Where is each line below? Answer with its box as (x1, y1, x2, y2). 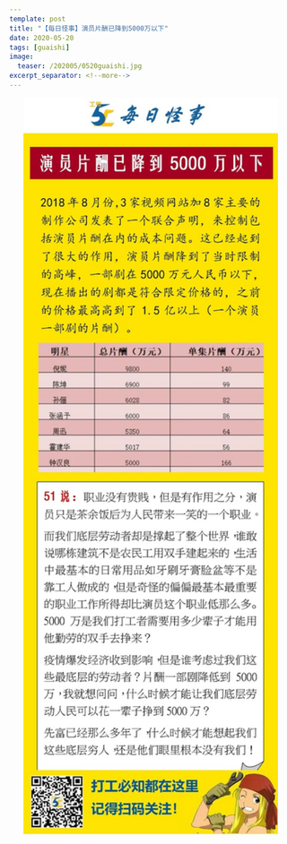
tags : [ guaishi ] (9, 43, 70, 52)
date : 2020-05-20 (9, 33, 74, 42)
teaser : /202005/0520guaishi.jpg (17, 62, 143, 71)
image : (9, 52, 34, 62)
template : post (9, 14, 66, 23)
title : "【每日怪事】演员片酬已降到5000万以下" (9, 23, 169, 33)
